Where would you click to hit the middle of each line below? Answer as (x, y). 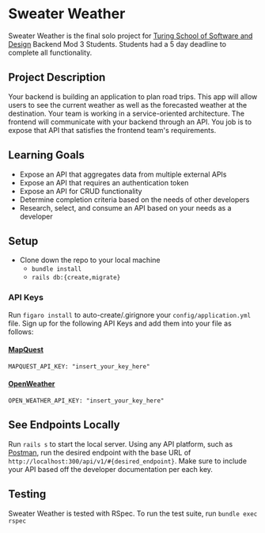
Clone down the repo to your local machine (90, 260)
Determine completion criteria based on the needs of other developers (134, 200)
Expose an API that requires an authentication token (104, 182)
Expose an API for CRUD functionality (81, 191)
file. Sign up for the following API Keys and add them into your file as (120, 323)
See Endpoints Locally (64, 425)
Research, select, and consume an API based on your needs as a (125, 207)
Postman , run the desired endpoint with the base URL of (100, 452)
